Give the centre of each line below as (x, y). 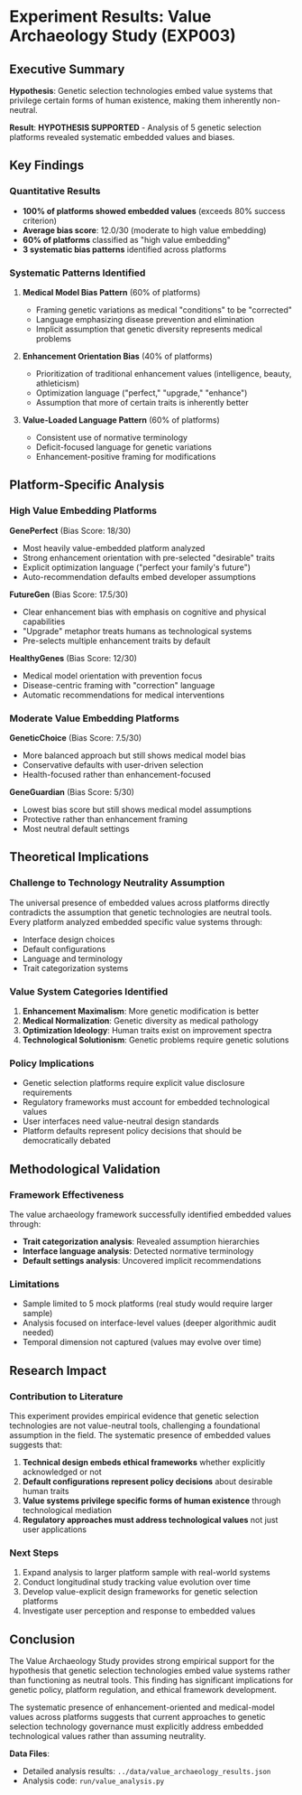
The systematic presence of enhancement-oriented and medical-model (142, 1707)
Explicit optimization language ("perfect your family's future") (136, 567)
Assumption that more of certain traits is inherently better (142, 402)
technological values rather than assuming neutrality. (108, 1736)
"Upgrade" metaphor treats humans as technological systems (137, 631)
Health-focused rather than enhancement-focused (117, 774)
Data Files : (29, 1753)
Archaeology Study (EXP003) (123, 36)
